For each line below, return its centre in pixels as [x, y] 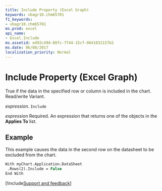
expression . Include [26, 106]
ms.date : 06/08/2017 [27, 47]
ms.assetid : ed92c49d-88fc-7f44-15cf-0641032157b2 [60, 43]
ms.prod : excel [21, 29]
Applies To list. [21, 121]
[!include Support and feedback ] [38, 183]
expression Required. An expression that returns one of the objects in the [81, 116]
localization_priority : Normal [38, 52]
